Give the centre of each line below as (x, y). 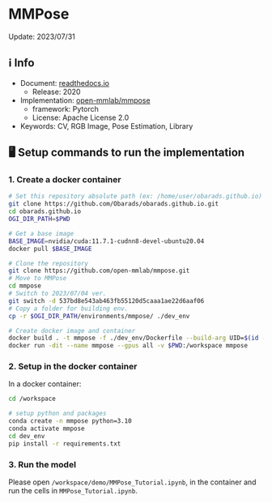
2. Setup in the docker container (73, 367)
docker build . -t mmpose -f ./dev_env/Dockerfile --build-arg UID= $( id (134, 338)
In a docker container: (45, 384)
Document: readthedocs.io (64, 83)
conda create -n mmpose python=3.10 (70, 421)
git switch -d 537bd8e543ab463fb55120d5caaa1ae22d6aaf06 (106, 301)
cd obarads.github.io (45, 211)
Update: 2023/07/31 (42, 36)
